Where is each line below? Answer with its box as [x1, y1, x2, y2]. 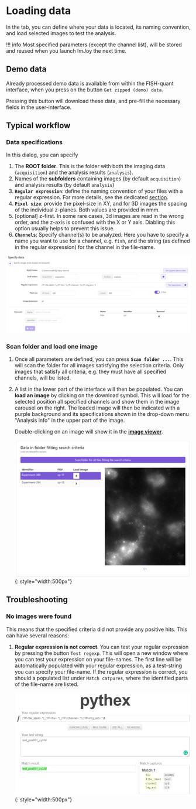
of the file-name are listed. [14, 681, 79, 688]
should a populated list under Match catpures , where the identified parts [14, 674, 188, 681]
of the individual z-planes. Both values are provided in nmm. [14, 206, 160, 213]
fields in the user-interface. [6, 104, 72, 111]
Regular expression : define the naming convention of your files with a [14, 187, 183, 194]
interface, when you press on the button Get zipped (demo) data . [6, 86, 164, 93]
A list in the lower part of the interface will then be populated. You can [14, 385, 183, 393]
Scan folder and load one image [6, 342, 98, 350]
